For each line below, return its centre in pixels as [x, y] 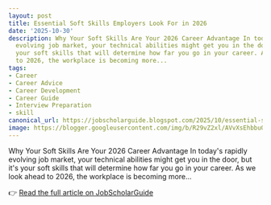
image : [19, 128]
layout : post [30, 16]
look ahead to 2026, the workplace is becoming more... [100, 176]
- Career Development [45, 90]
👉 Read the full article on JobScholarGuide [81, 192]
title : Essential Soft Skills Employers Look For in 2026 [108, 23]
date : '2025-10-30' [41, 31]
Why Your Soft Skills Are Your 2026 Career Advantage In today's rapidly [128, 150]
